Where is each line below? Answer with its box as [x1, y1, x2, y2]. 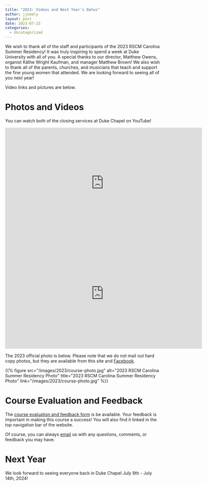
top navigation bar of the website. [5, 422, 74, 428]
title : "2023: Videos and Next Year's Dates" [5, 7, 100, 12]
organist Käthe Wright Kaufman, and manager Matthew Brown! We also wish [5, 59, 160, 65]
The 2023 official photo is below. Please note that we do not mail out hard [5, 352, 155, 359]
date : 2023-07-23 [5, 21, 41, 26]
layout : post [5, 16, 32, 21]
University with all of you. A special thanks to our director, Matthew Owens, [5, 54, 157, 59]
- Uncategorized [9, 30, 43, 35]
